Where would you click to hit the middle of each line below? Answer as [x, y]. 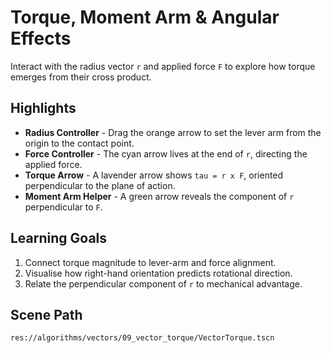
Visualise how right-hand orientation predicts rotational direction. [158, 273]
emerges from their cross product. [81, 77]
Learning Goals [59, 238]
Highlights [43, 108]
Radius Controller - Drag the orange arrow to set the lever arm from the [173, 132]
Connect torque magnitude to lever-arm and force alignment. [150, 262]
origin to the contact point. [79, 143]
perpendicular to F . [63, 207]
